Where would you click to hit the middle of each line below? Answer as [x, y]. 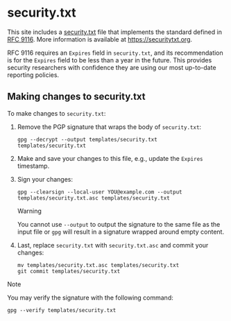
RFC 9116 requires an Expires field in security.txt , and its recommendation [115, 53]
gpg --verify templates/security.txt [62, 310]
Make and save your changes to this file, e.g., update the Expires [110, 158]
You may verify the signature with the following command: [90, 297]
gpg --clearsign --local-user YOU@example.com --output [100, 192]
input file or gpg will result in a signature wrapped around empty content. [120, 232]
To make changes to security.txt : [57, 113]
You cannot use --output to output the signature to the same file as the [119, 224]
